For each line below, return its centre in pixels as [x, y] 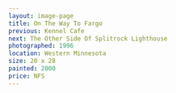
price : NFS [27, 76]
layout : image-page [41, 16]
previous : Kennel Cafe [46, 31]
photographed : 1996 [41, 46]
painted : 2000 [32, 69]
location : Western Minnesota [57, 53]
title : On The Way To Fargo [56, 23]
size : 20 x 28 [32, 61]
